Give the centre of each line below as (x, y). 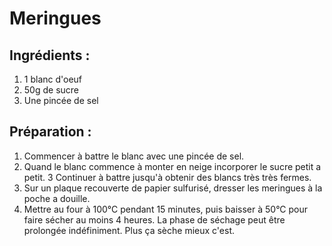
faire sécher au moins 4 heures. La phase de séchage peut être (154, 219)
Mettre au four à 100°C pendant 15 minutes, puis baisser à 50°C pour (166, 209)
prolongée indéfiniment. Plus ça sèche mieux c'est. (129, 230)
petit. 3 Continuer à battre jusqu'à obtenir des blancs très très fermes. (167, 177)
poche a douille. (57, 198)
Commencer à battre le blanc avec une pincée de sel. (134, 156)
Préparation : (50, 132)
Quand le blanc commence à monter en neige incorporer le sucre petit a (172, 166)
